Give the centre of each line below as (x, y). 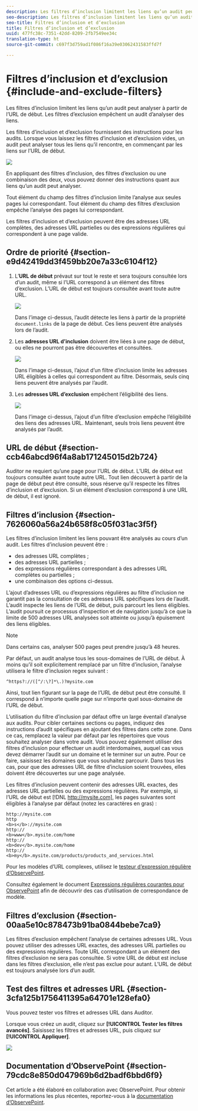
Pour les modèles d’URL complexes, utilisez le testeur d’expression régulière (99, 867)
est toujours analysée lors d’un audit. (51, 970)
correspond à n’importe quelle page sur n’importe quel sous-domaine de (94, 699)
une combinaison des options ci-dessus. (64, 581)
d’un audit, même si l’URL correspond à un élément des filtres (90, 282)
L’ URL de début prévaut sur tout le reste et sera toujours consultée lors (101, 276)
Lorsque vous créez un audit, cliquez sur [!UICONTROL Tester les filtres (94, 1024)
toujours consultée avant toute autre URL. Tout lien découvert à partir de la (97, 477)
